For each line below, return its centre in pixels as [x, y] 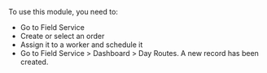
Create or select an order [62, 36]
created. [34, 62]
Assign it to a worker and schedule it [81, 45]
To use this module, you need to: [63, 12]
